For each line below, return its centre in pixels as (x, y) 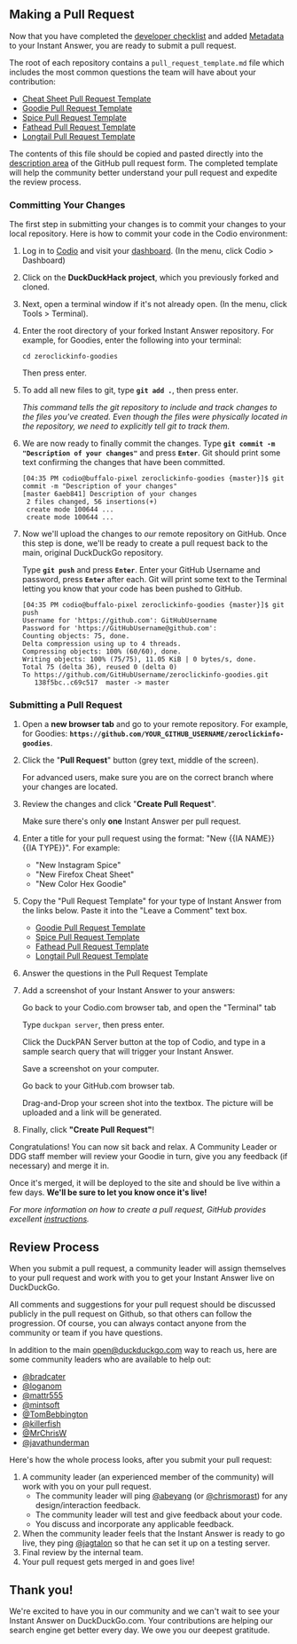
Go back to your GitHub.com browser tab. (98, 1086)
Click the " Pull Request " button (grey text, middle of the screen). (140, 760)
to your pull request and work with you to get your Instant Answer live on (142, 1278)
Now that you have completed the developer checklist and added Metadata (147, 36)
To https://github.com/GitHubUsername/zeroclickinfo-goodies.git (145, 675)
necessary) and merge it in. (59, 1166)
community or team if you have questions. (86, 1333)
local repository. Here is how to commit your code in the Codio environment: (148, 233)
